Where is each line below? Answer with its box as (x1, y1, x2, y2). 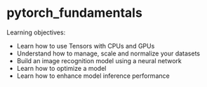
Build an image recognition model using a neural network (16, 56, 182, 65)
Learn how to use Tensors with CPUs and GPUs (16, 41, 155, 50)
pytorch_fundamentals (6, 5, 143, 21)
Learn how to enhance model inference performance (16, 72, 170, 80)
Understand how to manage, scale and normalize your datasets (16, 49, 201, 58)
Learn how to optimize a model (16, 64, 107, 72)
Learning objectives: (6, 28, 66, 36)
